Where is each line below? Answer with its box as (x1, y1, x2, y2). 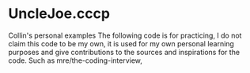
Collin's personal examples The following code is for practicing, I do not (8, 31, 242, 40)
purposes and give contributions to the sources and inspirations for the (8, 47, 240, 57)
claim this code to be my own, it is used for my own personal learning (8, 38, 235, 48)
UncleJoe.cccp (8, 5, 111, 23)
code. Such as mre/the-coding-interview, (8, 56, 142, 65)
